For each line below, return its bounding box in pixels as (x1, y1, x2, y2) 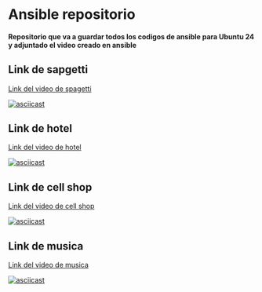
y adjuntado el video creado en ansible (8, 40, 137, 49)
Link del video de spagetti (8, 84, 92, 93)
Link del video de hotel (8, 143, 82, 152)
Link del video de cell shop (8, 202, 95, 211)
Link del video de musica (8, 261, 89, 270)
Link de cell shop (8, 181, 93, 194)
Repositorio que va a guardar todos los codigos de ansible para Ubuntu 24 (8, 31, 255, 41)
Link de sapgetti (8, 63, 89, 76)
